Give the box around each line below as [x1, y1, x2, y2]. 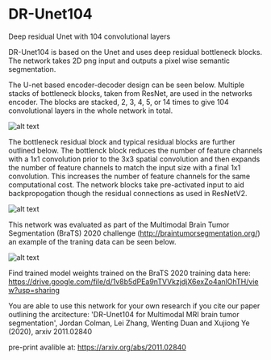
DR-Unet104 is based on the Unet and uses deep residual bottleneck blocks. [8, 47, 263, 57]
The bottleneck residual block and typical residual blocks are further [8, 136, 236, 146]
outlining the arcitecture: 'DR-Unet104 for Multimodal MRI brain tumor [8, 309, 240, 319]
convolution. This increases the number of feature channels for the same [8, 171, 251, 181]
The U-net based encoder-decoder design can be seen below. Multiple [8, 80, 245, 90]
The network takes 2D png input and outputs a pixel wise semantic [8, 56, 231, 65]
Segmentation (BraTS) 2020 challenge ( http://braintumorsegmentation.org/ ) [8, 228, 261, 238]
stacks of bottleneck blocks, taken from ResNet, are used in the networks [8, 88, 252, 98]
